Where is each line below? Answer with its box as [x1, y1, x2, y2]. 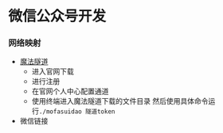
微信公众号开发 [8, 7, 107, 25]
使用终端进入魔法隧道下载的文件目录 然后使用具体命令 [31, 97, 209, 106]
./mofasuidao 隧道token [38, 108, 115, 116]
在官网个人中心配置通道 [31, 86, 109, 96]
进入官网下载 [31, 66, 74, 76]
